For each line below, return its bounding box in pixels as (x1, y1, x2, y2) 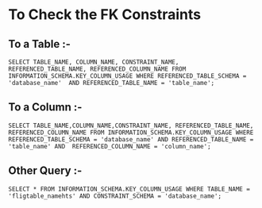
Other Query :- (8, 164, 83, 178)
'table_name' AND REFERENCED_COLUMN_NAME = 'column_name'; (8, 142, 212, 150)
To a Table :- (8, 37, 71, 51)
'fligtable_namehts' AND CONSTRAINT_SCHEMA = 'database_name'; (8, 192, 222, 200)
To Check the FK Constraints (8, 6, 202, 24)
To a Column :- (8, 101, 83, 114)
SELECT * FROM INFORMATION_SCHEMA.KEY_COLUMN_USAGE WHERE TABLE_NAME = (8, 185, 250, 193)
